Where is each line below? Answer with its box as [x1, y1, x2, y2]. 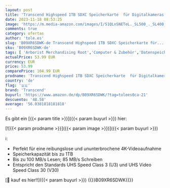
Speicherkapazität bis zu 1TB [12, 151, 73, 157]
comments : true [5, 26, 37, 31]
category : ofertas [5, 31, 44, 36]
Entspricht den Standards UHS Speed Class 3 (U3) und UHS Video [12, 162, 152, 168]
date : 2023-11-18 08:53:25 [5, 17, 62, 22]
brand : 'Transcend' [5, 87, 47, 93]
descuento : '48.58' [5, 97, 47, 102]
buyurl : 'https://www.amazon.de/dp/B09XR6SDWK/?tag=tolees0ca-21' [5, 92, 148, 97]
